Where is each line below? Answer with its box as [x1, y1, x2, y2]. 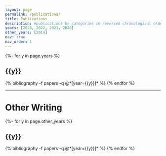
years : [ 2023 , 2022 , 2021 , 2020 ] [5, 26, 74, 31]
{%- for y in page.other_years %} [5, 118, 73, 124]
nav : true [5, 35, 26, 40]
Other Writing [5, 102, 63, 113]
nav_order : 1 [5, 39, 32, 44]
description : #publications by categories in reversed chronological [5, 21, 152, 26]
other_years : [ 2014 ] [5, 30, 48, 35]
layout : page [5, 7, 32, 12]
